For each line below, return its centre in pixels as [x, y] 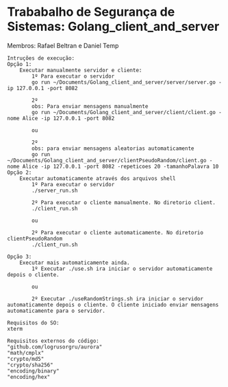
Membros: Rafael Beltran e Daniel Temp [63, 45]
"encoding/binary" [33, 371]
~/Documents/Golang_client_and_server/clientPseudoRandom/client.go [107, 160]
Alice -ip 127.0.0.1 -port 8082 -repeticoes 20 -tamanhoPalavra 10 [121, 166]
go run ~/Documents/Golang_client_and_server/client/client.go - [127, 112]
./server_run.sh [55, 190]
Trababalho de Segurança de [91, 12]
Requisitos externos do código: [53, 341]
